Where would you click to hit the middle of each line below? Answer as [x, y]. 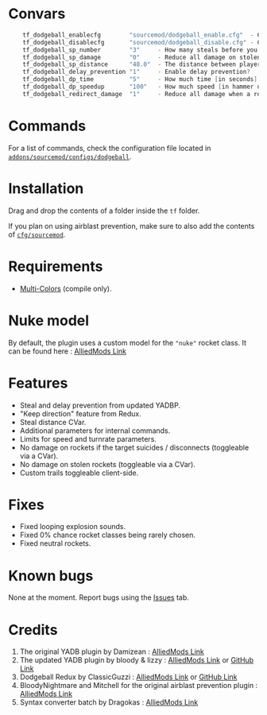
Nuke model [49, 321]
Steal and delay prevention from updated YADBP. [100, 405]
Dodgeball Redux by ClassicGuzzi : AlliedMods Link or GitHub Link [128, 677]
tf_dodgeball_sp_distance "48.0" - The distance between [130, 64]
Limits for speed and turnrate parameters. [88, 439]
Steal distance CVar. [53, 422]
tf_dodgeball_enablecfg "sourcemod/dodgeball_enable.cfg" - [138, 35]
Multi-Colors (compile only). [66, 288]
